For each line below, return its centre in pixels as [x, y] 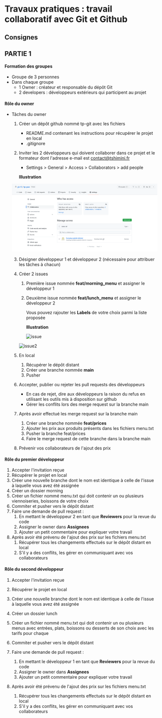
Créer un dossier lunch [34, 613]
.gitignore [36, 144]
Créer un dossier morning [37, 491]
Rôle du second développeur [34, 569]
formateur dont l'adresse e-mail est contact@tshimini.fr [74, 158]
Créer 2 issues [33, 274]
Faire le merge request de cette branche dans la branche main [88, 439]
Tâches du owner [29, 114]
